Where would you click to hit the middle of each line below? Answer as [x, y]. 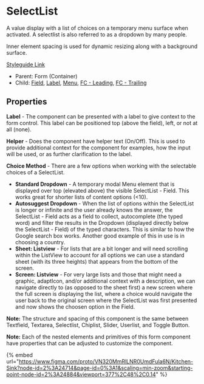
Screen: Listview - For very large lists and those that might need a [98, 274]
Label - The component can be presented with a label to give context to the [101, 116]
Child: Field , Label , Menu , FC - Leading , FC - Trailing [81, 83]
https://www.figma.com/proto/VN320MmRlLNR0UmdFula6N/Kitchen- [106, 361]
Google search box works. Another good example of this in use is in [100, 236]
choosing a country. [40, 242]
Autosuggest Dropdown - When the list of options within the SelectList [104, 203]
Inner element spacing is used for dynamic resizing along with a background [102, 46]
